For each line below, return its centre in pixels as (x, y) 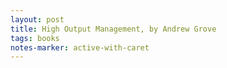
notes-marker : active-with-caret (80, 47)
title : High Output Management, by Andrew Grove (113, 29)
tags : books (35, 38)
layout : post (37, 19)
